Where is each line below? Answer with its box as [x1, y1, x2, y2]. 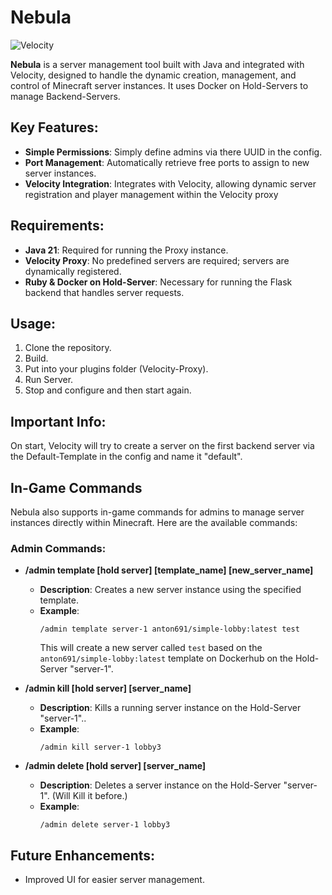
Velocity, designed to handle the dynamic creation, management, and [10, 69, 297, 81]
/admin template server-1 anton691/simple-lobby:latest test [39, 624, 300, 635]
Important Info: [10, 413, 107, 430]
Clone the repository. [24, 342, 112, 354]
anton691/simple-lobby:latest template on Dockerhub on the [39, 652, 294, 665]
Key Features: [10, 119, 99, 136]
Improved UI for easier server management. [24, 874, 205, 886]
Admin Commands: [10, 541, 107, 555]
